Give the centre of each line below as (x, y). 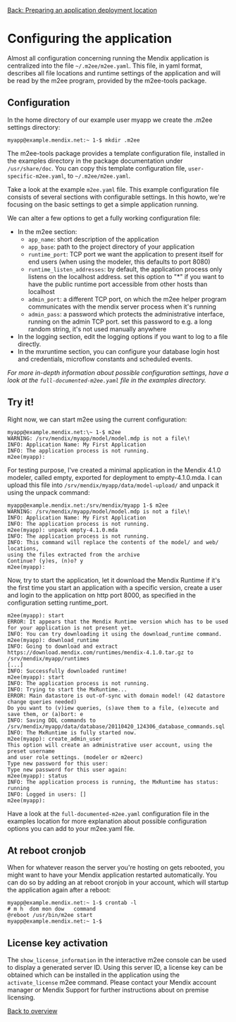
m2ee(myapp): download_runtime (53, 640)
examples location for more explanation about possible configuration (107, 821)
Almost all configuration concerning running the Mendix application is (108, 58)
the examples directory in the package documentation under (95, 161)
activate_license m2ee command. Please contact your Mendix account (112, 983)
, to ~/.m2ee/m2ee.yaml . (97, 176)
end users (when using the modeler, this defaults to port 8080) (119, 261)
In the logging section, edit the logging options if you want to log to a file (123, 336)
